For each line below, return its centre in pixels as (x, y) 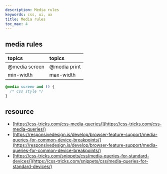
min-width (20, 75)
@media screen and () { (30, 87)
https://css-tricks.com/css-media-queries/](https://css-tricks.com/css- (88, 124)
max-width (62, 75)
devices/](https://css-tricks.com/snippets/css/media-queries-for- (80, 161)
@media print (65, 67)
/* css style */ (26, 91)
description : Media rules (32, 10)
